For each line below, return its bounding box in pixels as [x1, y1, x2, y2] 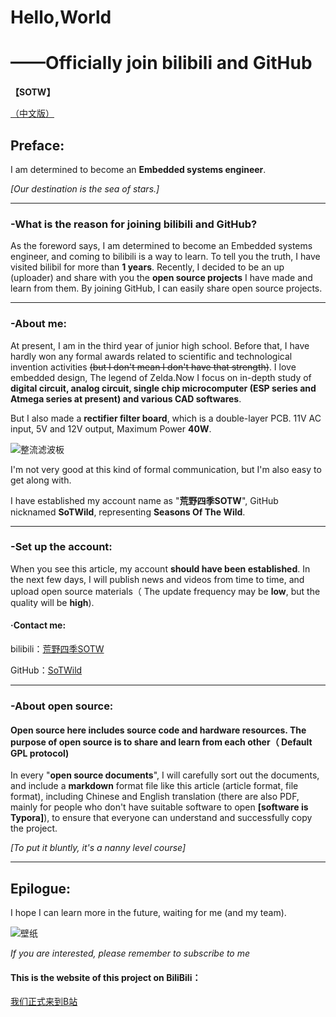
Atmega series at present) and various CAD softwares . [10, 392, 242, 405]
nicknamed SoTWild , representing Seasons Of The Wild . [10, 506, 246, 518]
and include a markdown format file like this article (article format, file [10, 780, 299, 792]
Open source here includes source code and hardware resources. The [10, 724, 307, 736]
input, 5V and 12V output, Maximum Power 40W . [10, 422, 212, 435]
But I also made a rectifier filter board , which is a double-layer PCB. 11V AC [10, 412, 322, 424]
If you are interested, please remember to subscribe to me [10, 947, 250, 959]
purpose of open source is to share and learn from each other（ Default [10, 736, 313, 748]
